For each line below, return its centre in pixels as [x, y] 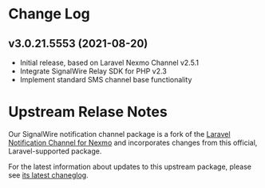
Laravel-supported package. [55, 151]
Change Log [49, 14]
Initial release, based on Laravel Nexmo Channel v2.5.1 [109, 62]
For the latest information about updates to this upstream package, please [130, 166]
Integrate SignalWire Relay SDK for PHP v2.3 [93, 71]
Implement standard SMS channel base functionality [106, 80]
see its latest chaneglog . [49, 175]
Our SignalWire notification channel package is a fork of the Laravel [119, 134]
